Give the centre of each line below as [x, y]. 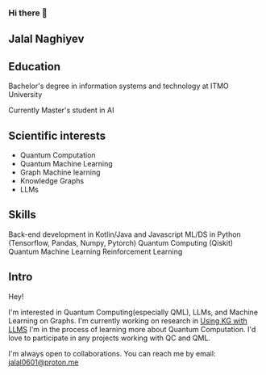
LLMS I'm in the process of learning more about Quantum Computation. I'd [132, 329]
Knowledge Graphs [52, 180]
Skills [22, 215]
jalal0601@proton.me [44, 362]
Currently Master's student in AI [61, 110]
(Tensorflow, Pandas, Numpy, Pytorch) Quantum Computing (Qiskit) [121, 242]
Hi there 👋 [28, 13]
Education [35, 67]
